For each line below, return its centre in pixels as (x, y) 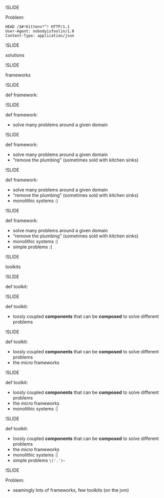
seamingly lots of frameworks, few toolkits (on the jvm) (71, 490)
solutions (15, 55)
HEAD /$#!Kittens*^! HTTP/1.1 (38, 27)
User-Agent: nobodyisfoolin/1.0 (40, 31)
